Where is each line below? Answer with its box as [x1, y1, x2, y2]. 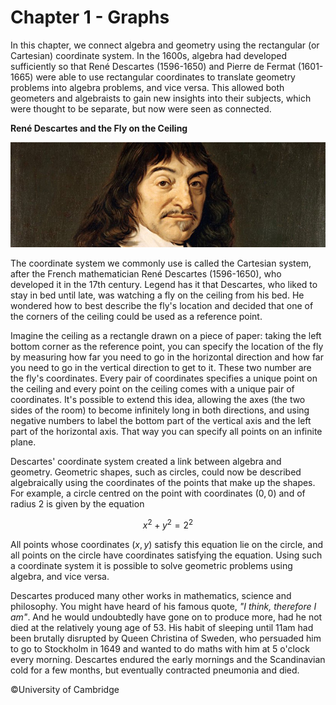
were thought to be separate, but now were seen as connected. [10, 102, 272, 115]
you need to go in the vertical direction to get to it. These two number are [10, 361, 312, 373]
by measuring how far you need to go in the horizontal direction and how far [10, 351, 324, 363]
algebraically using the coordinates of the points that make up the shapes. [10, 476, 316, 488]
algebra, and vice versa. [10, 570, 110, 582]
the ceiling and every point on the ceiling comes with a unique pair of [10, 382, 295, 395]
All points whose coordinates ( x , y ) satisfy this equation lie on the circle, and [10, 538, 324, 550]
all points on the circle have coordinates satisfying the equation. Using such [10, 549, 323, 561]
